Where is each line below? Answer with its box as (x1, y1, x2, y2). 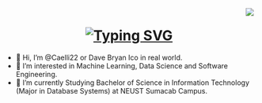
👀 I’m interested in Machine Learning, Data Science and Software (15, 61, 228, 70)
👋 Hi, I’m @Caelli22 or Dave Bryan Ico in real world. (15, 53, 183, 62)
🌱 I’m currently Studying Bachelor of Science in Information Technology (15, 78, 249, 87)
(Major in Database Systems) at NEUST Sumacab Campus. (15, 86, 208, 95)
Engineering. (15, 69, 58, 79)
